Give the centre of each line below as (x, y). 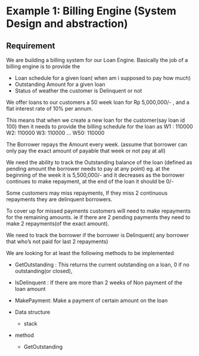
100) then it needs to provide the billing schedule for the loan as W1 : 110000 (100, 126)
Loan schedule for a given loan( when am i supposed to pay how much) (103, 78)
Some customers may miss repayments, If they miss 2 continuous (87, 193)
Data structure (32, 312)
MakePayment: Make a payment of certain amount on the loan (91, 300)
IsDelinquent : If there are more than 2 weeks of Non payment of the (99, 283)
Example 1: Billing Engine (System (91, 11)
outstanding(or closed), (43, 271)
